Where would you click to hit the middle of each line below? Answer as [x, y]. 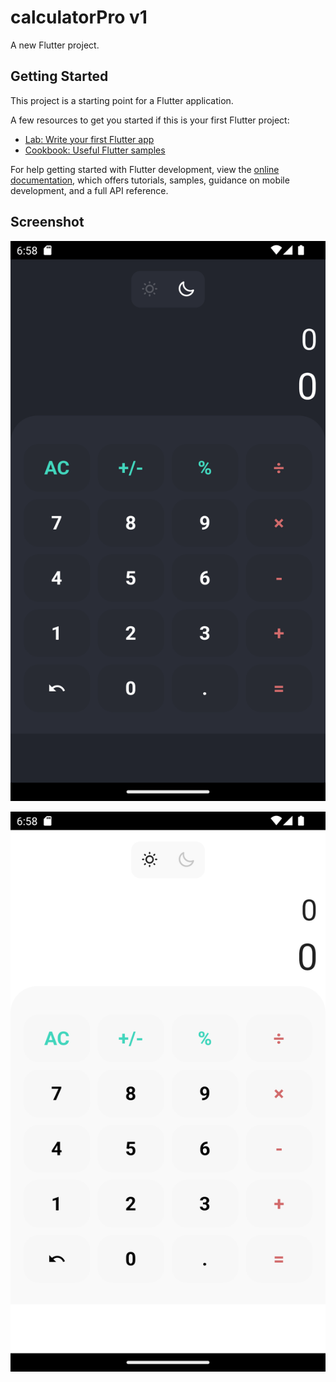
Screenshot [47, 222]
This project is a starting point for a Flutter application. [122, 100]
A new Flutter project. [55, 45]
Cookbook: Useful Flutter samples [95, 150]
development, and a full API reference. [89, 190]
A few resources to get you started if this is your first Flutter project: [150, 120]
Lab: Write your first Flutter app [89, 139]
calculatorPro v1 [79, 17]
